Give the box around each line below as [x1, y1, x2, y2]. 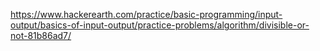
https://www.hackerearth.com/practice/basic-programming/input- [10, 9, 283, 20]
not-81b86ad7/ [10, 30, 72, 41]
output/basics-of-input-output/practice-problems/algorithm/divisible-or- [10, 19, 310, 31]
